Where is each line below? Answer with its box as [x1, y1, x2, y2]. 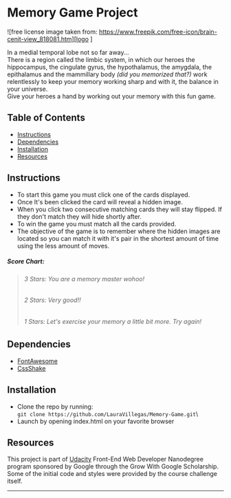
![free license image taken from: [7, 28, 98, 36]
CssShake [16, 364, 46, 372]
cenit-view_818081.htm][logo [7, 34, 89, 43]
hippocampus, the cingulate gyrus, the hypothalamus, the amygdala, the [7, 63, 212, 71]
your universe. [7, 85, 48, 93]
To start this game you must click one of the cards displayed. [16, 191, 190, 199]
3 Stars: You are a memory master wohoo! [23, 274, 145, 283]
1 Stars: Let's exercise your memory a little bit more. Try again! [23, 317, 202, 325]
